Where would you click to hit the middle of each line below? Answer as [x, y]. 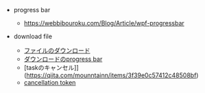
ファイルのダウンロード [57, 50]
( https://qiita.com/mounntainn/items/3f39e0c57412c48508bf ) [111, 75]
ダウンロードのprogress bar [63, 59]
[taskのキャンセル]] [51, 67]
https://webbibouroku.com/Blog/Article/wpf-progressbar [104, 23]
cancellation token [50, 82]
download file [33, 36]
